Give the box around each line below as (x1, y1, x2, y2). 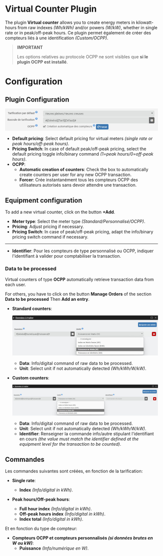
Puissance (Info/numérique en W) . (19, 545, 89, 551)
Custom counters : (12, 375, 49, 381)
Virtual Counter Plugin (5, 3, 97, 15)
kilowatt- (135, 19, 154, 25)
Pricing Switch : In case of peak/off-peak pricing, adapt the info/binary (12, 229, 154, 235)
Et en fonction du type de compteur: (5, 526, 78, 532)
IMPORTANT (16, 44, 43, 50)
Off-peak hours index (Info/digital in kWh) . (19, 511, 106, 517)
